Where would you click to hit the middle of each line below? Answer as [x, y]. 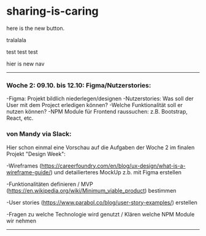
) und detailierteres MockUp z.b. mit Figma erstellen [116, 172]
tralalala [16, 40]
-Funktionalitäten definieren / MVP [50, 184]
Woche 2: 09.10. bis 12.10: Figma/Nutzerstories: [79, 85]
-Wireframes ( [24, 166]
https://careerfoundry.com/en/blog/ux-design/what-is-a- [113, 166]
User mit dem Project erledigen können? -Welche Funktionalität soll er [94, 105]
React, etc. [20, 118]
